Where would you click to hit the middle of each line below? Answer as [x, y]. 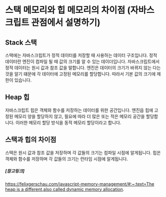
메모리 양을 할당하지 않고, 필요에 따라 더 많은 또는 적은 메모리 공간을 [80, 116]
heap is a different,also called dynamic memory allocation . [65, 189]
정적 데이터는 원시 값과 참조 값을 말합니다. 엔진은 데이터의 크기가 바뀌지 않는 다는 [83, 68]
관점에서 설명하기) [66, 23]
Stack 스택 [21, 42]
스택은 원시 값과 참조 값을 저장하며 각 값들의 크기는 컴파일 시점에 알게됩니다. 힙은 [83, 152]
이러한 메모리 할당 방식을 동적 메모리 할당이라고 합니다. [68, 123]
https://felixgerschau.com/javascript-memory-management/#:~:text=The [80, 184]
